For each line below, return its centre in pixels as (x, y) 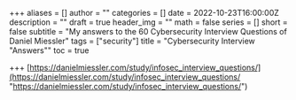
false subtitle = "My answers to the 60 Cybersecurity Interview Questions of (148, 31)
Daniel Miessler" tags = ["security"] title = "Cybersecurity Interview (132, 41)
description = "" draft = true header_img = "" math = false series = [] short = (148, 22)
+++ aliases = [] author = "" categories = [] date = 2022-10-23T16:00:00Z (144, 13)
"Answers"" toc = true (50, 50)
